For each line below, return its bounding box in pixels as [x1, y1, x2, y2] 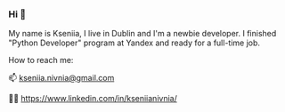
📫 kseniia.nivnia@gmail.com [8, 73, 115, 84]
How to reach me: [8, 55, 74, 66]
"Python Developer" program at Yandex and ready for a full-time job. [8, 37, 260, 48]
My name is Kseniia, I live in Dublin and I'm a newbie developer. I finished [8, 28, 277, 39]
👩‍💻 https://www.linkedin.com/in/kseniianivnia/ [8, 93, 177, 104]
